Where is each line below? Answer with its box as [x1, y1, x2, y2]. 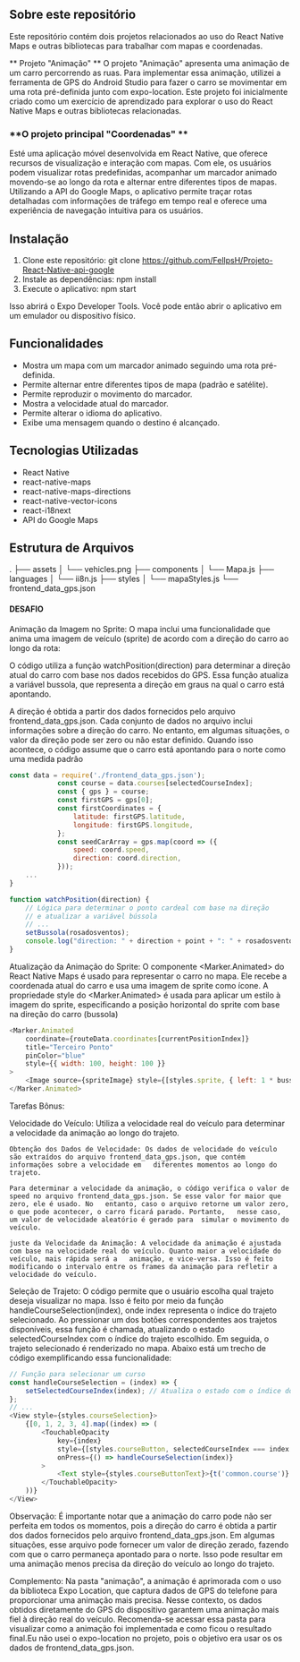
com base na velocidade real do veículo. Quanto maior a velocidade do [9, 1246, 281, 1255]
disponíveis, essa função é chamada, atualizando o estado [9, 1324, 225, 1334]
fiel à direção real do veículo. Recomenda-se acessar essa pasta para [9, 1614, 266, 1624]
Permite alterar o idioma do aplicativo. [21, 407, 162, 418]
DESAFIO [9, 604, 44, 614]
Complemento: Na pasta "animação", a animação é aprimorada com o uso [9, 1575, 282, 1586]
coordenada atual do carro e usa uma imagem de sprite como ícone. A [9, 980, 269, 990]
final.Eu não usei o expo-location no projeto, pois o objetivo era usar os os [9, 1632, 283, 1643]
